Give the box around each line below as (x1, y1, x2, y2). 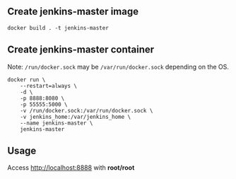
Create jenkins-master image (7, 6, 139, 18)
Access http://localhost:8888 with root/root (7, 163, 135, 172)
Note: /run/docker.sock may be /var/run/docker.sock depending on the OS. (7, 62, 230, 71)
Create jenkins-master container (7, 44, 155, 56)
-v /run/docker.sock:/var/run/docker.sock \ (20, 107, 153, 114)
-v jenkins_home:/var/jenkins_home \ (20, 113, 131, 120)
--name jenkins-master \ (20, 120, 93, 127)
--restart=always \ (20, 82, 78, 89)
